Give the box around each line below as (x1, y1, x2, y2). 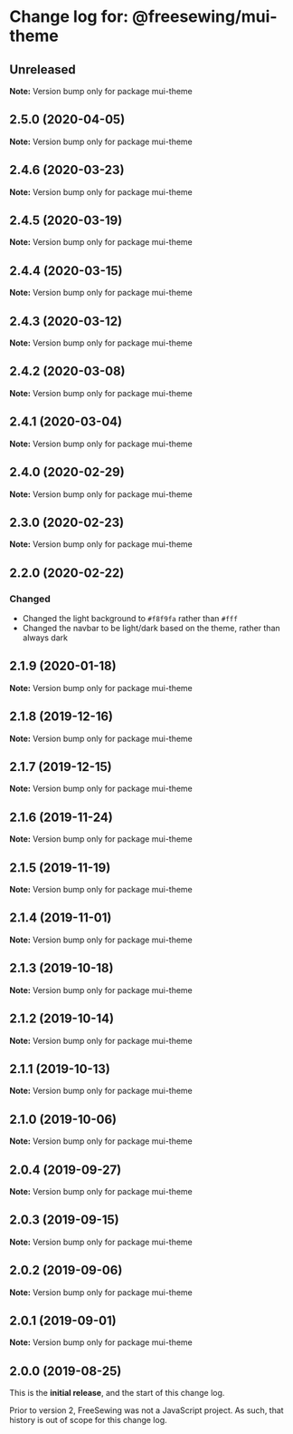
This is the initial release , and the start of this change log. (9, 1388, 225, 1399)
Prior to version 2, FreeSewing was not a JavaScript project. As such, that (9, 1405, 284, 1416)
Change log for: (9, 6, 129, 27)
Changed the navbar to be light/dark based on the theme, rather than (22, 623, 280, 633)
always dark (22, 632, 68, 643)
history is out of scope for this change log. (9, 1415, 167, 1426)
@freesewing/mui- (132, 6, 278, 27)
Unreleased (9, 62, 77, 77)
